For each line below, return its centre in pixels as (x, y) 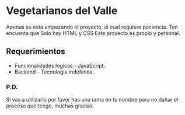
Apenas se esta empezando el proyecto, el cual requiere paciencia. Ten (92, 27)
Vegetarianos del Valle (62, 11)
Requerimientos (36, 52)
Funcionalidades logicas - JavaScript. (60, 65)
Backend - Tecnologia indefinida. (54, 72)
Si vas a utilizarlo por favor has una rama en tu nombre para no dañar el (92, 100)
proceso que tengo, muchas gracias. (50, 106)
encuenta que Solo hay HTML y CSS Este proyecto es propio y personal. (93, 33)
